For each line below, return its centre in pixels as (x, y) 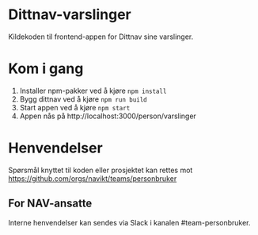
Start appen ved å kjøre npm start (75, 107)
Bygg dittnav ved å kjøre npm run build (83, 99)
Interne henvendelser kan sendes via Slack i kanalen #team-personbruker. (129, 222)
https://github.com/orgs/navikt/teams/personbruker (93, 178)
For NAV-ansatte (50, 204)
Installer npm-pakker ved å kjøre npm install (93, 91)
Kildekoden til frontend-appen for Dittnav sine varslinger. (101, 37)
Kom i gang (46, 69)
